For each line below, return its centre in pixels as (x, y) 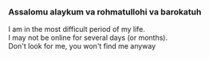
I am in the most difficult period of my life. (77, 29)
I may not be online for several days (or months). (88, 37)
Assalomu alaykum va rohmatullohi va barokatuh (105, 12)
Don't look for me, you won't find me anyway (82, 46)
